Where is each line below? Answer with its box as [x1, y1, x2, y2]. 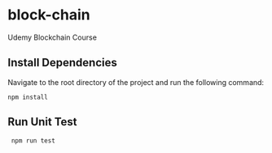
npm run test [11, 136, 56, 145]
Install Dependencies [7, 56, 117, 70]
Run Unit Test [7, 115, 78, 129]
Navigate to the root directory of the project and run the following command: [7, 77, 265, 87]
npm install [7, 93, 48, 101]
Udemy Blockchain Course [7, 32, 97, 42]
